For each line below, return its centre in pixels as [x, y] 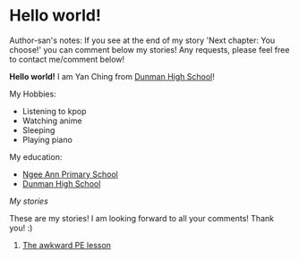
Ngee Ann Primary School [70, 174]
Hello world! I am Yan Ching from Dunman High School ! [112, 76]
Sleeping [38, 129]
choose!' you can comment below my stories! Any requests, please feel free [149, 49]
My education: [36, 156]
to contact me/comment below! [67, 59]
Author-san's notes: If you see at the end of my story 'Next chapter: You [142, 40]
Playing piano [47, 139]
